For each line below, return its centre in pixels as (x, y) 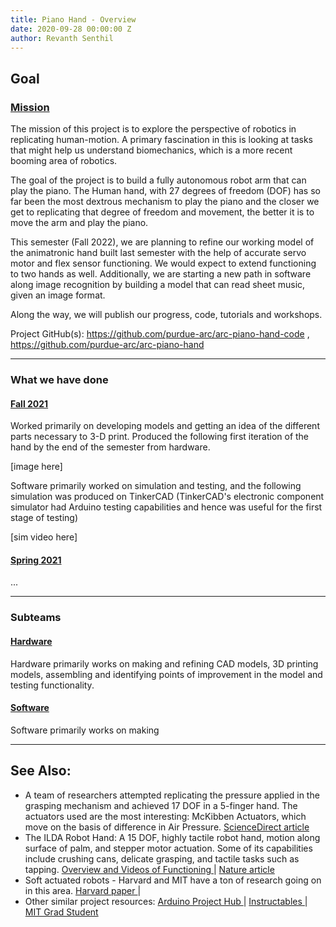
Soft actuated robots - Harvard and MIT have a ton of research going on (173, 880)
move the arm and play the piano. (79, 223)
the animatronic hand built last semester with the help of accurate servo (158, 253)
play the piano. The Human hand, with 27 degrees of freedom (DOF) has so (165, 191)
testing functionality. (52, 685)
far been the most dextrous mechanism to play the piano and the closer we (165, 202)
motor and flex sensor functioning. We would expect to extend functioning (163, 263)
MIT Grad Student (61, 912)
